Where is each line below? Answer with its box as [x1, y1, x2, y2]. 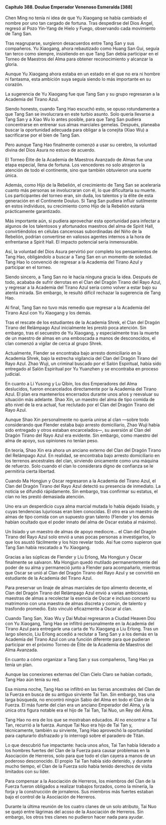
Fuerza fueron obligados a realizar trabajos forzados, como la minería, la [5, 783, 154, 789]
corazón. [5, 82, 23, 88]
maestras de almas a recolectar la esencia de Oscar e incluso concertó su [5, 595, 156, 601]
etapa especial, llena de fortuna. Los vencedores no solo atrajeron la [5, 162, 145, 168]
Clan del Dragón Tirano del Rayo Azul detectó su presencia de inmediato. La [5, 483, 161, 489]
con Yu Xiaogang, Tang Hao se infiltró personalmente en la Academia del [5, 620, 155, 626]
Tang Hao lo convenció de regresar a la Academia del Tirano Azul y [5, 259, 143, 265]
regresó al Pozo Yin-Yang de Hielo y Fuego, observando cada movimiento [5, 25, 156, 32]
